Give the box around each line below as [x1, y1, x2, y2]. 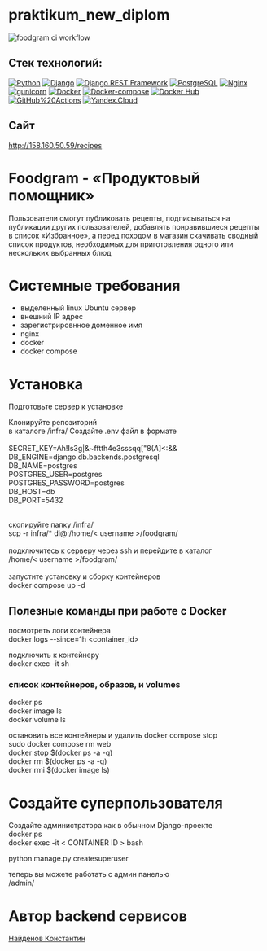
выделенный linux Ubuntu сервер [20, 303, 137, 313]
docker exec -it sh [8, 659, 69, 668]
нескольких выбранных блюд [8, 248, 112, 257]
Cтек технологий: [8, 56, 103, 70]
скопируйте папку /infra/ [8, 519, 94, 530]
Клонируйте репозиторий [8, 418, 98, 427]
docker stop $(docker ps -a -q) [8, 747, 113, 758]
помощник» [8, 186, 95, 204]
